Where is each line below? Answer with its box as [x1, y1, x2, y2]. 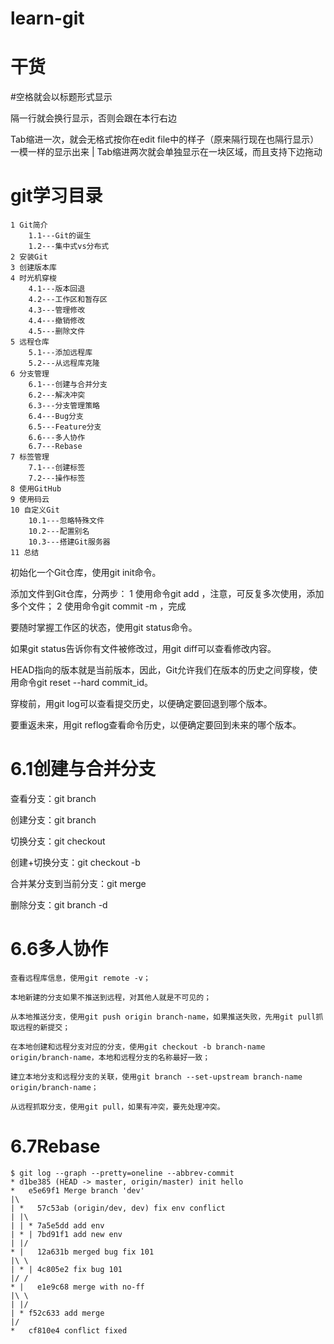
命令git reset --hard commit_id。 [18, 677, 154, 689]
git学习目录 [10, 185, 103, 207]
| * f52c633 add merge [10, 1308, 105, 1318]
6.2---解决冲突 [28, 390, 86, 401]
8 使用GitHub [10, 484, 62, 494]
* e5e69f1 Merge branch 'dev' [10, 1185, 145, 1196]
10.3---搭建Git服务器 [28, 537, 111, 547]
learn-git [10, 7, 85, 30]
